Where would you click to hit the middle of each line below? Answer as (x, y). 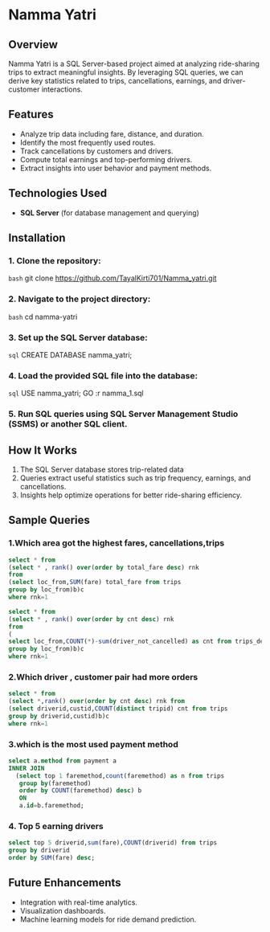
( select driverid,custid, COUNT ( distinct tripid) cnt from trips (118, 709)
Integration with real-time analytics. (79, 902)
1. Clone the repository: (55, 260)
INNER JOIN (27, 768)
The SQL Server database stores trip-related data (102, 469)
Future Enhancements (65, 883)
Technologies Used (57, 193)
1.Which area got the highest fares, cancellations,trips (117, 543)
